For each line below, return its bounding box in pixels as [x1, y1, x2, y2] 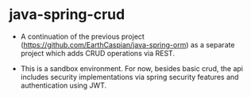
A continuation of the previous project [20, 32, 145, 41]
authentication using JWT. [20, 81, 107, 90]
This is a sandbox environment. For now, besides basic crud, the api [20, 63, 243, 73]
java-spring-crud [9, 6, 125, 24]
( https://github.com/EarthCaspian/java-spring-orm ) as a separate [20, 40, 235, 49]
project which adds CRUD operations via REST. [20, 48, 176, 58]
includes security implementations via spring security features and [20, 72, 239, 81]
